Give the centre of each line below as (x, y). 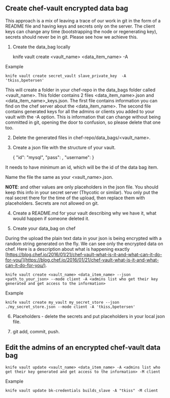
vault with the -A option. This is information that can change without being (83, 117)
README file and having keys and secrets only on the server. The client (80, 26)
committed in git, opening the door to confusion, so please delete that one (83, 122)
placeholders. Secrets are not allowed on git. (52, 203)
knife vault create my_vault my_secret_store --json (62, 302)
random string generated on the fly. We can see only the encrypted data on (84, 244)
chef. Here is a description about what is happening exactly (67, 249)
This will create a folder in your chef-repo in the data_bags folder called (80, 90)
